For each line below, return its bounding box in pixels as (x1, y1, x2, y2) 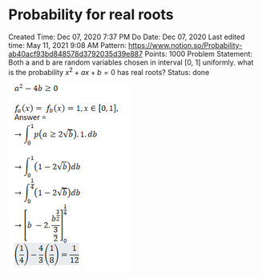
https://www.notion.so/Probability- (127, 40, 243, 50)
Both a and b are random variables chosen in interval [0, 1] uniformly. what (8, 58, 254, 67)
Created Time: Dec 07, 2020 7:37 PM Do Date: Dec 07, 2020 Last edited (8, 32, 246, 42)
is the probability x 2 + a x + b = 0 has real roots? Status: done (8, 66, 210, 77)
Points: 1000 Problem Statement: (144, 49, 253, 58)
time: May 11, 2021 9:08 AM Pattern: (8, 40, 127, 50)
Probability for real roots (8, 6, 174, 24)
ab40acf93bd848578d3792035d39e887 (8, 49, 143, 58)
